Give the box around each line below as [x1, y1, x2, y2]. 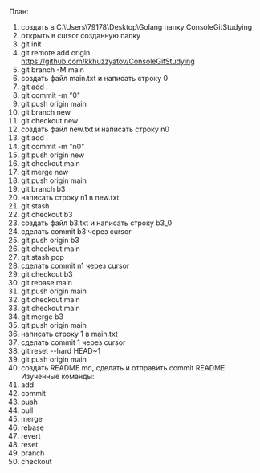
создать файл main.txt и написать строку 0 [20, 74, 169, 83]
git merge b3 [20, 312, 63, 321]
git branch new [20, 107, 71, 117]
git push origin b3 [20, 236, 79, 245]
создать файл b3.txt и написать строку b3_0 [20, 218, 173, 228]
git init [20, 39, 42, 49]
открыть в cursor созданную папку [20, 31, 141, 40]
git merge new [20, 168, 69, 176]
